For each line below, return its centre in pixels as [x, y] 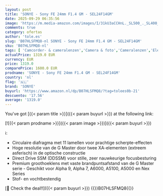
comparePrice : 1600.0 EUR [31, 69]
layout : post [18, 9]
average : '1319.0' [24, 100]
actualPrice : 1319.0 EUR [30, 55]
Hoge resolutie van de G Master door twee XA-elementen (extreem [79, 148]
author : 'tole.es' [24, 37]
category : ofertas [24, 32]
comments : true [20, 28]
